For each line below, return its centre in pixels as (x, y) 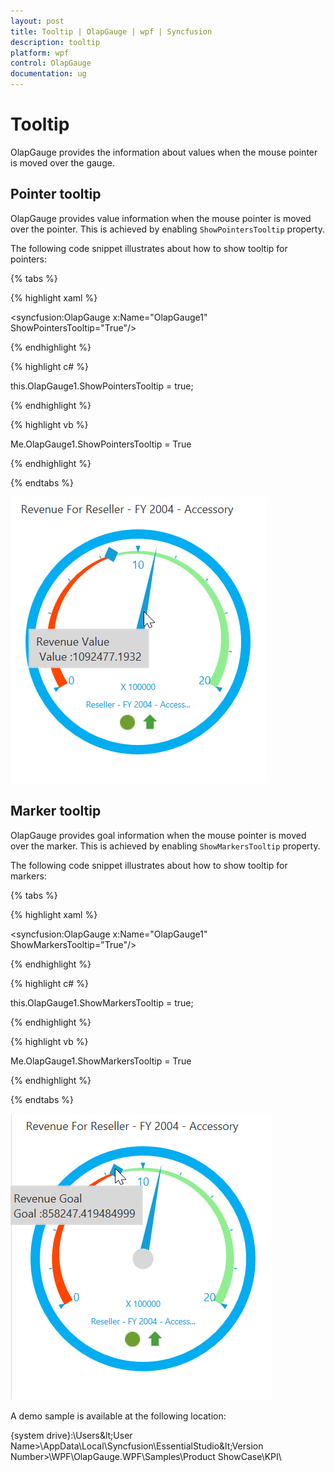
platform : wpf (40, 53)
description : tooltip (55, 42)
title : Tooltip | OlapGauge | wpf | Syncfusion (111, 31)
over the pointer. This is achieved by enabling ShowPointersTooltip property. (167, 229)
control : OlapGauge (51, 63)
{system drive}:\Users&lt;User (71, 1435)
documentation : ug (48, 74)
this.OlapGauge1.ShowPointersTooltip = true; (102, 386)
